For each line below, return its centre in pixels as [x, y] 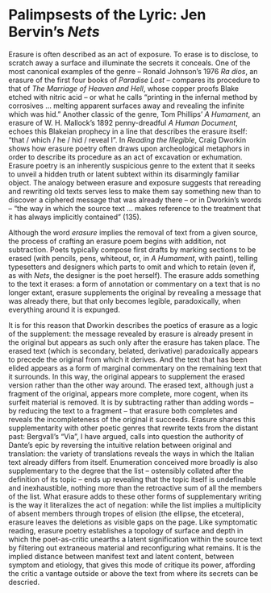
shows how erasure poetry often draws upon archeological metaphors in [129, 148]
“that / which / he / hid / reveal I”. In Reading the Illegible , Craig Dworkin [127, 139]
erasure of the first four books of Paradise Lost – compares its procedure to [134, 80]
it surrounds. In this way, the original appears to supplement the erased [127, 376]
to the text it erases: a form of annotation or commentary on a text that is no [134, 284]
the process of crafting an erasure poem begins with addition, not [117, 241]
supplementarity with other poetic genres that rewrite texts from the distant [133, 428]
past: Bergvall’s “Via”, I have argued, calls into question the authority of [126, 436]
